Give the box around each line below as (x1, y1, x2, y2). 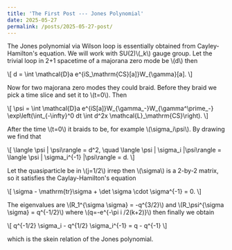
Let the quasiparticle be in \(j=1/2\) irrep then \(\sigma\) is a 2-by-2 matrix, (7, 167, 220, 175)
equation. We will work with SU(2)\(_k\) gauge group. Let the (39, 49, 213, 57)
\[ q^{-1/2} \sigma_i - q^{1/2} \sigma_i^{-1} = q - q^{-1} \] (7, 222, 168, 230)
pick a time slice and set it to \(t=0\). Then (7, 91, 127, 99)
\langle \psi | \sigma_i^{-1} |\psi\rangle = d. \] (7, 153, 135, 161)
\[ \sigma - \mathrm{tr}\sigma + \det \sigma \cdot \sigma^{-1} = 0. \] (7, 188, 202, 196)
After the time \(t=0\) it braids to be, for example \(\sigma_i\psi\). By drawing (7, 125, 225, 134)
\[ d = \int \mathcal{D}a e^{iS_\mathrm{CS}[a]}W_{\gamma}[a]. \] (7, 70, 193, 78)
